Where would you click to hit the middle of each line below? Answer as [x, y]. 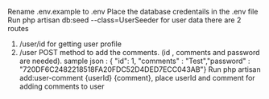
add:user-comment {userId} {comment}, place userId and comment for [137, 78]
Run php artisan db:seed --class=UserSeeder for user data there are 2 [124, 20]
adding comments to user [62, 86]
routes [18, 28]
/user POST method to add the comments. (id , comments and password [139, 52]
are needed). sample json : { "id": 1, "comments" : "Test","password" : [134, 61]
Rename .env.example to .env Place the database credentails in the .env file [133, 12]
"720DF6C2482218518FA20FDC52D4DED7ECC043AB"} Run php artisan [140, 69]
